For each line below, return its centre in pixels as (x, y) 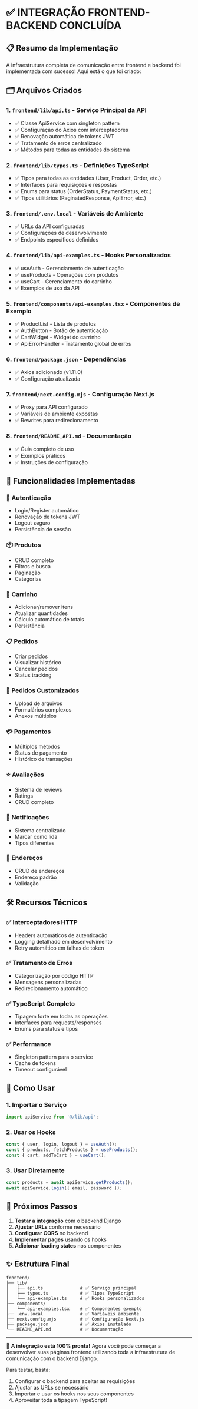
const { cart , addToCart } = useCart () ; (57, 1155)
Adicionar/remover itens (44, 607)
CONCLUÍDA (90, 26)
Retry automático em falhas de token (59, 948)
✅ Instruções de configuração (51, 462)
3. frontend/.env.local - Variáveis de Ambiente (75, 213)
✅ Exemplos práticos (40, 455)
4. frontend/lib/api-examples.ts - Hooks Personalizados (89, 255)
